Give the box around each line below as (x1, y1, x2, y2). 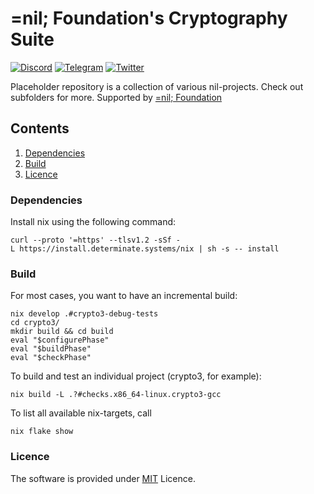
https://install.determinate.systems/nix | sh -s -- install (19, 244, 280, 254)
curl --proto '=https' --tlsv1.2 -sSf (10, 235, 172, 246)
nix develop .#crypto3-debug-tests (10, 309, 159, 319)
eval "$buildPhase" (10, 344, 92, 354)
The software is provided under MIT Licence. (10, 472, 196, 484)
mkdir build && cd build (10, 327, 114, 337)
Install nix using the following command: (10, 216, 177, 228)
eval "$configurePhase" (10, 335, 110, 346)
